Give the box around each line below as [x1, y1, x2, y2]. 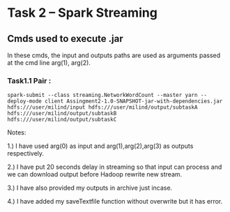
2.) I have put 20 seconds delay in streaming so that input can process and [7, 162, 222, 172]
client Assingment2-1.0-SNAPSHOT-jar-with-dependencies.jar [44, 98, 223, 105]
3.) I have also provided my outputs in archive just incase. [7, 183, 173, 192]
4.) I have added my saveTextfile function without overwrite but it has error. [7, 197, 223, 206]
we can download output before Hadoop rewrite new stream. [7, 170, 183, 179]
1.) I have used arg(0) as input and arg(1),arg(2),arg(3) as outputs [7, 142, 194, 151]
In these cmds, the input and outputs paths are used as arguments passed [7, 51, 221, 59]
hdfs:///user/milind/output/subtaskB [7, 110, 117, 117]
